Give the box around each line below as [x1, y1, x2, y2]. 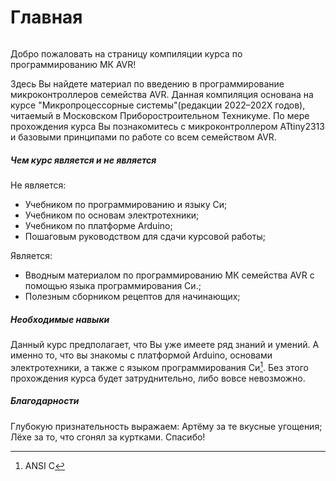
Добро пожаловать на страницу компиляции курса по [10, 47, 243, 60]
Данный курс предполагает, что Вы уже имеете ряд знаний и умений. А [10, 338, 320, 350]
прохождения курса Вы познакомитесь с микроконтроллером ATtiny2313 [10, 120, 325, 132]
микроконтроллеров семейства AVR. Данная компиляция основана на [10, 88, 314, 100]
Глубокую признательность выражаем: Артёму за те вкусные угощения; [10, 420, 323, 432]
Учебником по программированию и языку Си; [24, 198, 228, 210]
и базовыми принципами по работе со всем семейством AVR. [10, 131, 277, 143]
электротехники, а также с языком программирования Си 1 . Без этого [10, 359, 309, 373]
